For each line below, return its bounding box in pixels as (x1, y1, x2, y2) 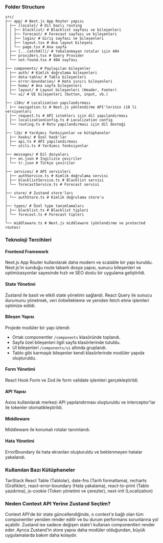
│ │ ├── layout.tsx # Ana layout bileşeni (5, 40, 93, 45)
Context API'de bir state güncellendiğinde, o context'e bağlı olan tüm (5, 512, 144, 517)
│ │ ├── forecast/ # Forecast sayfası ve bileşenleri (5, 32, 117, 37)
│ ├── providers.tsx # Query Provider (5, 53, 84, 58)
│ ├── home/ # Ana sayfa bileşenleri (5, 83, 82, 88)
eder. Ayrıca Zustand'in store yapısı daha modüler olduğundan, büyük (5, 527, 145, 533)
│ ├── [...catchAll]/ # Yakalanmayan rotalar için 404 (5, 49, 119, 54)
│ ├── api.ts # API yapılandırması (5, 139, 78, 144)
